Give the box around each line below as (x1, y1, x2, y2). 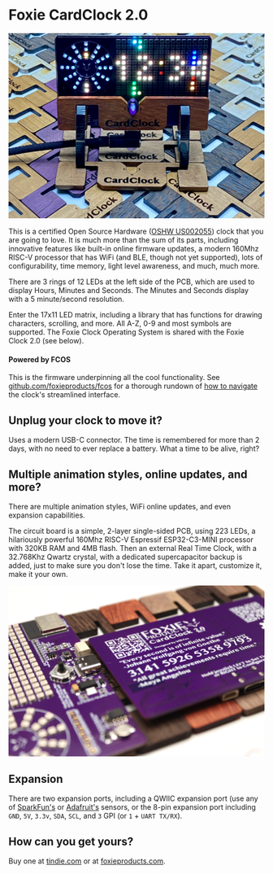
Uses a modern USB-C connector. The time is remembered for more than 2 (8, 435, 260, 445)
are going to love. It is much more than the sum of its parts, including (8, 235, 239, 245)
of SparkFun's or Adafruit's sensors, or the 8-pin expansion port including (8, 802, 256, 812)
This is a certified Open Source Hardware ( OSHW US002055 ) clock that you (8, 226, 264, 237)
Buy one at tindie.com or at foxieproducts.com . (8, 856, 166, 866)
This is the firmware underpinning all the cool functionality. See (8, 373, 221, 382)
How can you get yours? (8, 834, 134, 848)
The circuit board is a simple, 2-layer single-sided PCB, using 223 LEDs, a (8, 526, 256, 535)
